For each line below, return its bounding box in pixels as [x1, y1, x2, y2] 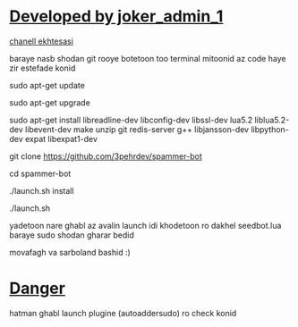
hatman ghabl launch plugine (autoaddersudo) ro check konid [9, 307, 237, 318]
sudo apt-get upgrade [9, 96, 91, 108]
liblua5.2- [254, 114, 290, 125]
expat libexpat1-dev [25, 133, 98, 144]
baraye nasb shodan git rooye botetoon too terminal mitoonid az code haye [9, 53, 286, 63]
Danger [9, 279, 65, 298]
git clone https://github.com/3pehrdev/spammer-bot [9, 150, 203, 162]
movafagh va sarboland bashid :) [9, 247, 132, 257]
